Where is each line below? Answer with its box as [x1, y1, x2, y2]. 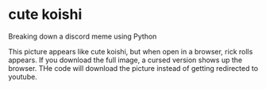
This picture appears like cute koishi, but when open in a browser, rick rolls [8, 46, 253, 56]
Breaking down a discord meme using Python [8, 32, 157, 41]
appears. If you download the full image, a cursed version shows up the [8, 55, 243, 65]
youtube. [8, 72, 37, 81]
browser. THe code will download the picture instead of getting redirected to [8, 63, 259, 72]
